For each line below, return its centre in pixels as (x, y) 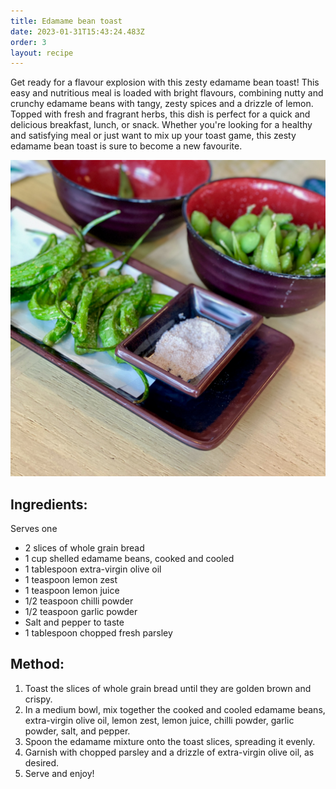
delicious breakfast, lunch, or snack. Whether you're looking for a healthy (161, 125)
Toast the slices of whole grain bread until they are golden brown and (168, 688)
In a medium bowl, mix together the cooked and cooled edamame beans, (175, 709)
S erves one (34, 529)
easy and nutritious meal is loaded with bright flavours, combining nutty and (167, 93)
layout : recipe (42, 53)
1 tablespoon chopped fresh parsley (98, 633)
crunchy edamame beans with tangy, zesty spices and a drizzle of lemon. (162, 104)
